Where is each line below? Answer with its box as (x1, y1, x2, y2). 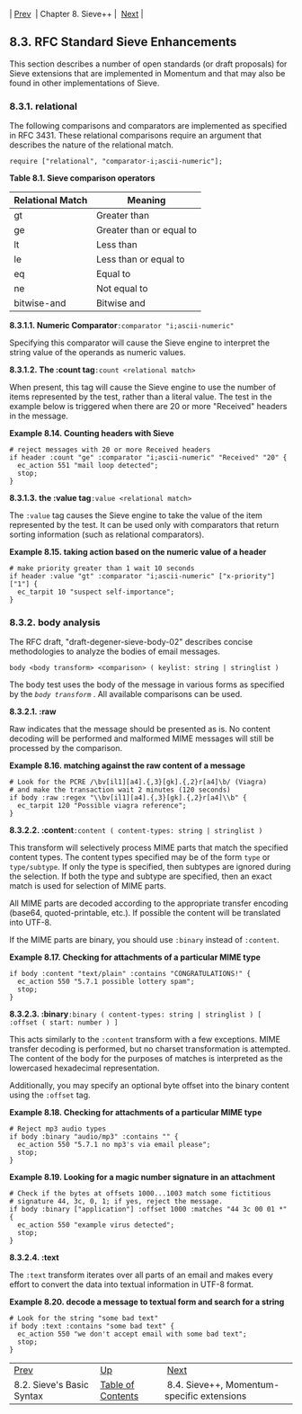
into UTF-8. (9, 917, 52, 928)
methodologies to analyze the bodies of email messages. (9, 646, 220, 657)
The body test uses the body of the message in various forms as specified (9, 679, 285, 690)
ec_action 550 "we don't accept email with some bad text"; (17, 1329, 247, 1339)
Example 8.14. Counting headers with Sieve (9, 428, 174, 439)
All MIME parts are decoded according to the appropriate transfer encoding (9, 898, 289, 908)
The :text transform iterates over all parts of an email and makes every (9, 1269, 274, 1281)
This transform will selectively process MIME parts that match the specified (9, 842, 289, 854)
